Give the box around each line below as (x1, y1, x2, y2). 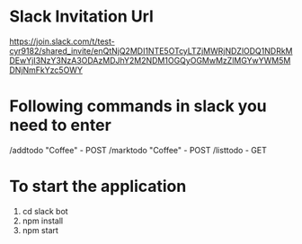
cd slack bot (22, 205, 69, 216)
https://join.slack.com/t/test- (9, 36, 115, 47)
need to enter (9, 115, 112, 135)
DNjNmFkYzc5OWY (9, 65, 84, 75)
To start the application (9, 177, 187, 196)
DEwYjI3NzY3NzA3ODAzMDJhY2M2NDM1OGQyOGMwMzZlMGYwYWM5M (9, 55, 291, 65)
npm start (22, 224, 58, 235)
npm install (22, 215, 64, 226)
